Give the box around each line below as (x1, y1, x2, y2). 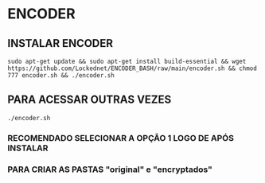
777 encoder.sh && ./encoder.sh (7, 72, 115, 80)
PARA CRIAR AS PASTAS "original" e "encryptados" (7, 164, 212, 175)
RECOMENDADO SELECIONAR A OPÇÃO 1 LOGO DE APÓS (7, 132, 234, 143)
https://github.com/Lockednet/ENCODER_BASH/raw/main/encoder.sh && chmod (7, 64, 258, 72)
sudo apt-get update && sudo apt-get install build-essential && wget (7, 57, 247, 65)
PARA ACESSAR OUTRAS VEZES (7, 93, 172, 107)
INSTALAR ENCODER (7, 37, 113, 50)
